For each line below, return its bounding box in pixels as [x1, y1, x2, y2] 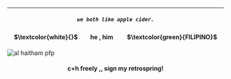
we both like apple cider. [76, 16, 155, 23]
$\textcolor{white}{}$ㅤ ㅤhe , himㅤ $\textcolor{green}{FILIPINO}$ [13, 32, 218, 41]
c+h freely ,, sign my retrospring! [67, 65, 164, 73]
